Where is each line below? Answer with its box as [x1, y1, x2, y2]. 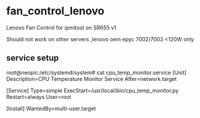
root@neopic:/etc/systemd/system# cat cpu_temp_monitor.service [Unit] [6, 69, 187, 76]
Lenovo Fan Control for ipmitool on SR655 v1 [6, 24, 117, 31]
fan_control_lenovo [6, 4, 105, 18]
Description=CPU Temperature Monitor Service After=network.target [6, 75, 177, 82]
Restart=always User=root [6, 93, 71, 100]
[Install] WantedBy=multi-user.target [6, 105, 96, 112]
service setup [6, 53, 59, 63]
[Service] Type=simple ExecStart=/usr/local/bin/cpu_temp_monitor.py [6, 87, 179, 94]
